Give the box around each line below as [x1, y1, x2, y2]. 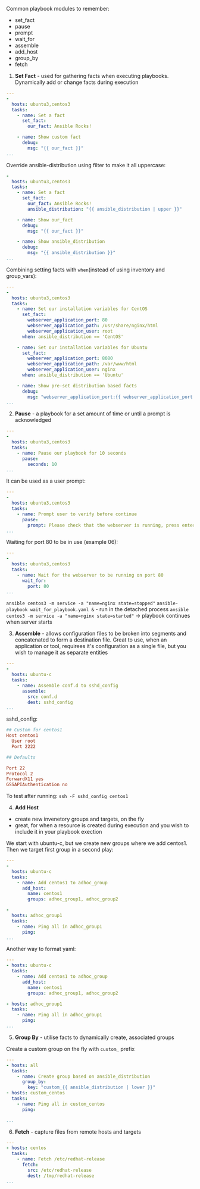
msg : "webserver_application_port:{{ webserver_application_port [27, 394, 193, 400]
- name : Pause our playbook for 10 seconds [17, 450, 127, 456]
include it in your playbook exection [14, 828, 102, 836]
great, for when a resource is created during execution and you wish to [14, 822, 189, 829]
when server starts [6, 618, 52, 625]
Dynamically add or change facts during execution [14, 79, 139, 86]
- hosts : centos [6, 1145, 46, 1151]
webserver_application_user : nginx [27, 367, 116, 373]
